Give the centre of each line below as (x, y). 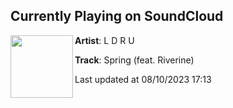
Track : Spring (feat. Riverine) (134, 60)
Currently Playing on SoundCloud (117, 16)
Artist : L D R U (104, 40)
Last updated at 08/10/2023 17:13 (143, 79)
